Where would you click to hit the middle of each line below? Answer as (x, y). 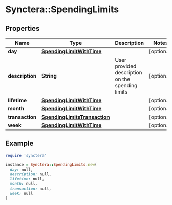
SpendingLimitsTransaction (76, 117)
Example (19, 144)
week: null (21, 193)
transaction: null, (31, 189)
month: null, (24, 184)
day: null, (21, 170)
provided (126, 66)
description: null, (31, 174)
